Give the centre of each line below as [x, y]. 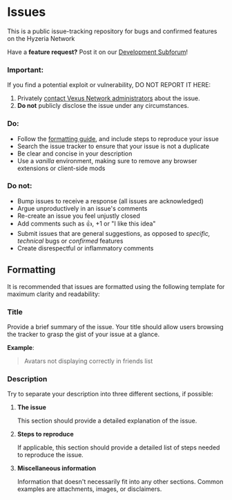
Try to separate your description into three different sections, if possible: [110, 394]
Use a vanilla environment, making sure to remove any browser [107, 160]
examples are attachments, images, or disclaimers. [89, 489]
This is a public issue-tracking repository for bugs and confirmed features [112, 31]
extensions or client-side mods [61, 168]
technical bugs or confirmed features [70, 241]
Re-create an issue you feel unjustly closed [78, 216]
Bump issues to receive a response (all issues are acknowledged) [110, 201]
